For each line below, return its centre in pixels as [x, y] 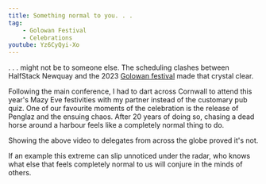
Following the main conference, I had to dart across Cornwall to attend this [130, 91]
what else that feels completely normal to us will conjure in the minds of [125, 164]
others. [20, 173]
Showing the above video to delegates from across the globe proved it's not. [133, 140]
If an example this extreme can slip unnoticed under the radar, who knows [129, 156]
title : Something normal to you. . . [71, 15]
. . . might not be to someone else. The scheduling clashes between [119, 67]
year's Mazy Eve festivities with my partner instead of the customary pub [128, 100]
